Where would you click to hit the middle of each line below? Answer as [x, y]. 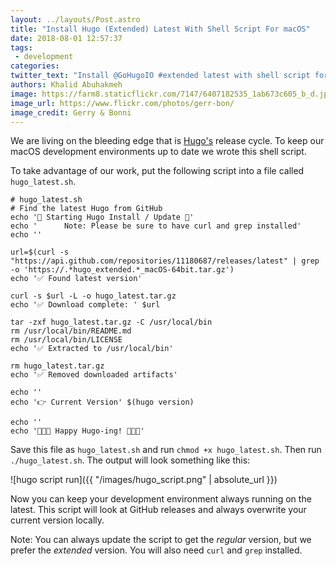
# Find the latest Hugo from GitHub [86, 209]
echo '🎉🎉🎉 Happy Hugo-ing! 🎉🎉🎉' [77, 431]
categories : [35, 66]
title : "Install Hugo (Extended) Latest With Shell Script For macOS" [160, 29]
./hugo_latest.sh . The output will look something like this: [130, 460]
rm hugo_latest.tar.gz [57, 366]
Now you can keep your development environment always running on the [161, 499]
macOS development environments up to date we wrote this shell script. [158, 152]
